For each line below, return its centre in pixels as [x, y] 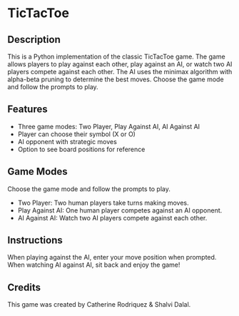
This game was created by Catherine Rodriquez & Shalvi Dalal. [99, 305]
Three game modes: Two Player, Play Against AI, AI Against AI [109, 126]
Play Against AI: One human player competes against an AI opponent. [120, 210]
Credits [24, 287]
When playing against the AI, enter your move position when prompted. [112, 258]
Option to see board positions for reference [81, 149]
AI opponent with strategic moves [67, 141]
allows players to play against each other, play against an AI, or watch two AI [120, 64]
